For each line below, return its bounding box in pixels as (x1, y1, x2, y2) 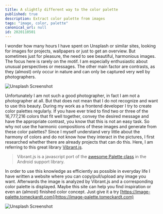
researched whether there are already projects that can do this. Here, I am (5, 139, 153, 145)
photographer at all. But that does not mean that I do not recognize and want (5, 98, 158, 103)
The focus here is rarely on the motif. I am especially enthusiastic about (5, 59, 148, 64)
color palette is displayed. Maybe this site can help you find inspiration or (5, 184, 151, 189)
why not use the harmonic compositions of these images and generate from (5, 124, 157, 129)
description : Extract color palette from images (5, 16, 105, 21)
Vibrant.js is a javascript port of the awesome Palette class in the (16, 154, 147, 159)
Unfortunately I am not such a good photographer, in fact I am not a (5, 93, 140, 99)
